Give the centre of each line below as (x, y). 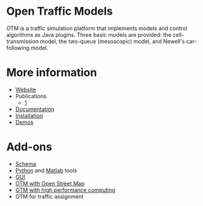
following (18, 48)
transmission (22, 41)
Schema (26, 164)
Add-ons (29, 147)
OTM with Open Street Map (50, 183)
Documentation (35, 109)
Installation (29, 115)
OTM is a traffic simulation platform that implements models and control (97, 28)
